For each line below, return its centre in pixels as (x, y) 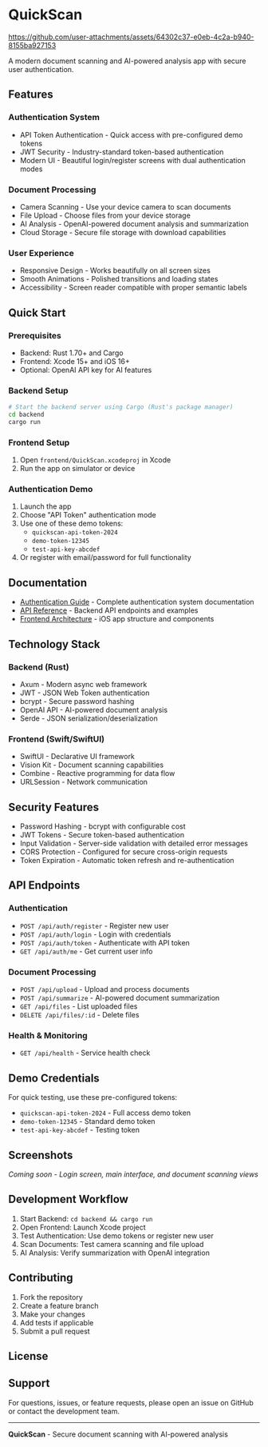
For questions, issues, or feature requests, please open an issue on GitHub (131, 1402)
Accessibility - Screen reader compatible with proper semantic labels (133, 288)
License (28, 1356)
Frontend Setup (39, 442)
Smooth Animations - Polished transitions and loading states (119, 279)
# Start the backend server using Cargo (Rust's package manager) (121, 407)
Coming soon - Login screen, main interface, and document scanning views (134, 1174)
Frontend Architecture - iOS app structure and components (117, 619)
